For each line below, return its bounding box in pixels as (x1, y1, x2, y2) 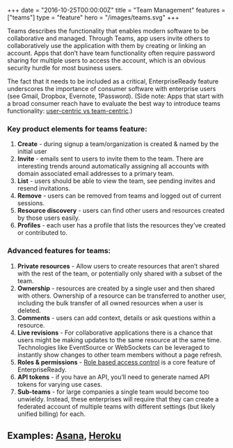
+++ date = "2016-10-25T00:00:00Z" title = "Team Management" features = (7, 6, 226, 14)
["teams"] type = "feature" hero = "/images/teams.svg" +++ (7, 13, 179, 22)
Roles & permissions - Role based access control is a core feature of (17, 358, 216, 366)
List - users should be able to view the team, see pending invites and (17, 177, 216, 185)
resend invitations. (17, 184, 71, 193)
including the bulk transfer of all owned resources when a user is (17, 298, 204, 307)
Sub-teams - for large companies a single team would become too (17, 387, 209, 396)
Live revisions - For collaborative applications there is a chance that (17, 328, 214, 337)
